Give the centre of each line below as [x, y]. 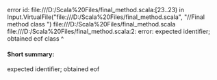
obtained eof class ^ [36, 39]
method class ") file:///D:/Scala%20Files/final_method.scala [91, 24]
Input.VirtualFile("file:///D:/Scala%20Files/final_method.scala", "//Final [106, 17]
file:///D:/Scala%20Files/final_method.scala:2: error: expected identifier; [109, 31]
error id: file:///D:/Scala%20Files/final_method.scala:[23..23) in [96, 10]
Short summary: [31, 54]
